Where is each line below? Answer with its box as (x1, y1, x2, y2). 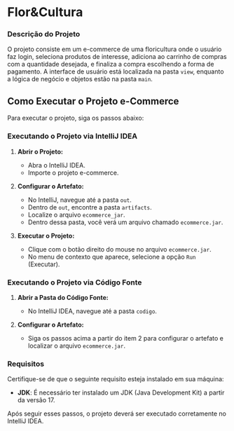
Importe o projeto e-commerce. (27, 168, 119, 177)
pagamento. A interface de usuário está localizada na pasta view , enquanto (7, 67, 224, 76)
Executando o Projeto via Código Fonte (7, 278, 142, 287)
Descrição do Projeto (7, 29, 81, 39)
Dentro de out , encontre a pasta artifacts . (27, 203, 152, 211)
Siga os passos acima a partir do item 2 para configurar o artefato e (27, 334, 224, 342)
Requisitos (7, 359, 44, 369)
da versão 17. (17, 396, 55, 404)
